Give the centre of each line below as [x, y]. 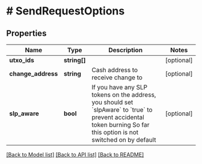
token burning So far [121, 125]
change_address [34, 74]
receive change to [117, 77]
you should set [112, 102]
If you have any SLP [120, 87]
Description [125, 50]
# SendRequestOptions [66, 11]
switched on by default [124, 140]
